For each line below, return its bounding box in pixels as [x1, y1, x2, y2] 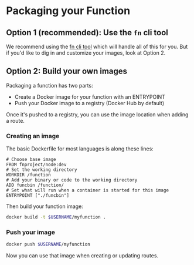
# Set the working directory [6, 167, 77, 173]
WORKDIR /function [6, 172, 51, 178]
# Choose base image [6, 157, 57, 163]
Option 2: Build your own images [6, 66, 128, 76]
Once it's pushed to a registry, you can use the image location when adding [6, 110, 189, 118]
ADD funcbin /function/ [6, 182, 64, 189]
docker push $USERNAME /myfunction [6, 241, 91, 247]
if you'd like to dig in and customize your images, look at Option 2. [6, 49, 166, 56]
